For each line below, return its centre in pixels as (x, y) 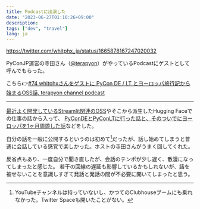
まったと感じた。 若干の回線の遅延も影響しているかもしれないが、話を (103, 166)
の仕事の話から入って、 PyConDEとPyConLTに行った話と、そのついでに (94, 119)
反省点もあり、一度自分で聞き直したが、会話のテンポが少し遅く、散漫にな (97, 159)
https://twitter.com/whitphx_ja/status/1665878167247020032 (81, 51)
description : (22, 23)
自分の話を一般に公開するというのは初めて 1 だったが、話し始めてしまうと (96, 138)
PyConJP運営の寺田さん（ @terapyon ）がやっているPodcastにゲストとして (98, 63)
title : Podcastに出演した (36, 12)
